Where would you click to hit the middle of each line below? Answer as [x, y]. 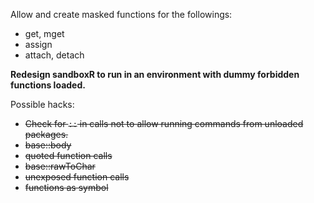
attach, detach [54, 55]
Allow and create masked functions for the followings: [121, 14]
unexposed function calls [77, 177]
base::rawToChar [60, 166]
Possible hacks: [42, 104]
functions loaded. [48, 85]
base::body [48, 145]
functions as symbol [66, 187]
